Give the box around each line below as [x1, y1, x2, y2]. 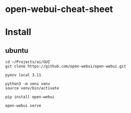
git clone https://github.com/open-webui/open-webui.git [5, 64, 126, 69]
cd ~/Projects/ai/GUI [5, 59, 50, 64]
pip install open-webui [5, 94, 55, 99]
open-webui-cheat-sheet [5, 3, 113, 15]
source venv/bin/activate [5, 86, 59, 91]
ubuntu [5, 46, 28, 54]
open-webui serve [5, 103, 41, 108]
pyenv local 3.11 [5, 72, 41, 78]
